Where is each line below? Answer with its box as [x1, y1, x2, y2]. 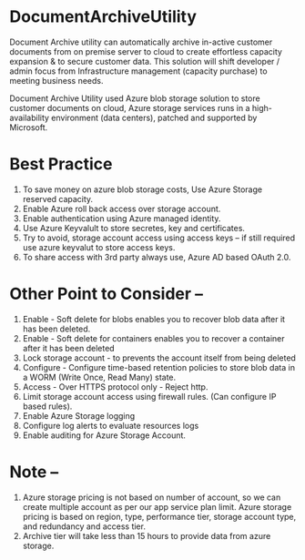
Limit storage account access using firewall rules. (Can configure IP [22, 391, 277, 402]
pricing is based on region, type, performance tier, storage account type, [22, 511, 297, 522]
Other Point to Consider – [9, 284, 203, 304]
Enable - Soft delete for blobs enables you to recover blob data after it [22, 313, 285, 324]
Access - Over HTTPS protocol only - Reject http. [22, 381, 208, 392]
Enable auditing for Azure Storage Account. [22, 430, 187, 441]
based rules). [22, 401, 73, 412]
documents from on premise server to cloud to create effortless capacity [9, 46, 282, 56]
